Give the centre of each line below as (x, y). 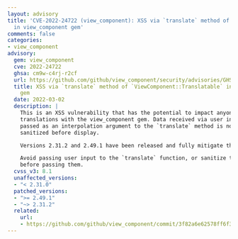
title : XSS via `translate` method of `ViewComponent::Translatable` (118, 87)
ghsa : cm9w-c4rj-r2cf (46, 73)
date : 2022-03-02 (39, 100)
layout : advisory (33, 14)
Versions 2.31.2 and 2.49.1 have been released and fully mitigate (121, 145)
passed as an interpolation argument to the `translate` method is (121, 126)
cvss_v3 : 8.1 (33, 172)
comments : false (31, 34)
